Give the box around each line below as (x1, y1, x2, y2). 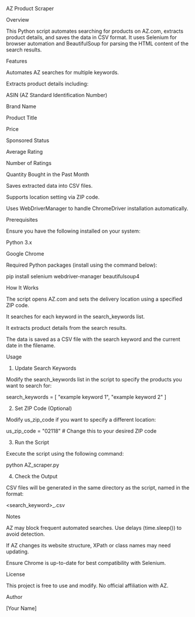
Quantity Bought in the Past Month (6, 171, 90, 178)
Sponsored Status (6, 137, 50, 144)
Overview (6, 16, 29, 23)
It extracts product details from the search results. (6, 325, 127, 331)
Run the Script (14, 439, 50, 446)
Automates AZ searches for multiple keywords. (6, 69, 119, 75)
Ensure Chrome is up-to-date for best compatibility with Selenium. (6, 560, 166, 566)
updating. (6, 548, 29, 555)
